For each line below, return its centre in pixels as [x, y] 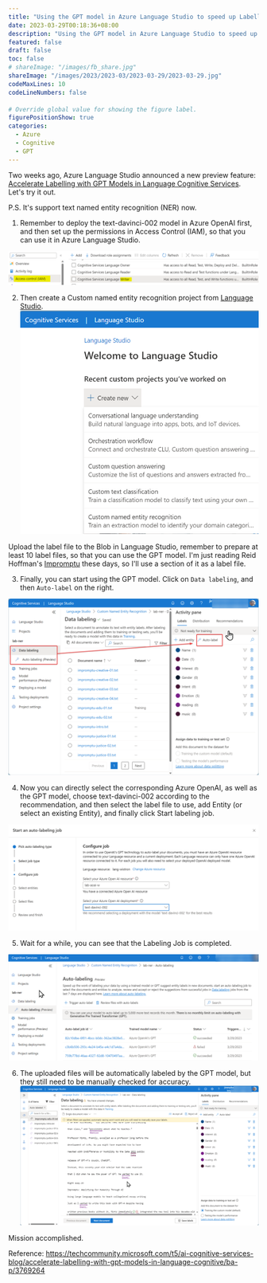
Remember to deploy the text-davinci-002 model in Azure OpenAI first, [136, 222]
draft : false [30, 51]
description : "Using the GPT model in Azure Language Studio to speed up [133, 33]
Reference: [26, 1254]
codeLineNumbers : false [48, 92]
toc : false [26, 59]
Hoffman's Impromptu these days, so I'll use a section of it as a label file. [127, 564]
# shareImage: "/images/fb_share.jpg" [72, 68]
